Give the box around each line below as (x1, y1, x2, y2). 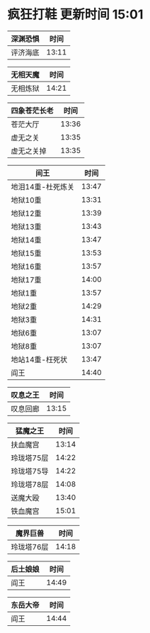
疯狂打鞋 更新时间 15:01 (7, 6, 144, 23)
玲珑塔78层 (11, 479, 49, 489)
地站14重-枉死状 (11, 354, 68, 364)
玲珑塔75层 (11, 453, 49, 463)
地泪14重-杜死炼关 (11, 181, 75, 191)
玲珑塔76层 (11, 542, 49, 551)
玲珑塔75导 (11, 466, 49, 476)
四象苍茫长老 (11, 106, 54, 116)
